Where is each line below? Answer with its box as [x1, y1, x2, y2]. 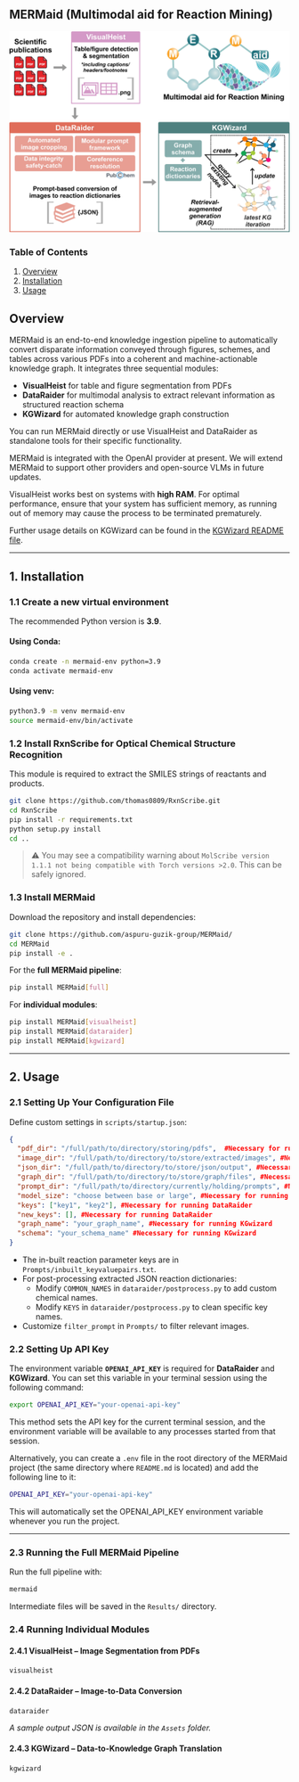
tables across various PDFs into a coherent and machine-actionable [9, 354, 258, 365]
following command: [9, 1382, 85, 1393]
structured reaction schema [21, 399, 125, 410]
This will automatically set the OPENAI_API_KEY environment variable [9, 1507, 264, 1517]
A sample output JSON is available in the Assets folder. [9, 1722, 212, 1733]
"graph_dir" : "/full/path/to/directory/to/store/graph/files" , [17, 1172, 256, 1182]
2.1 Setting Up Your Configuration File [9, 1096, 174, 1109]
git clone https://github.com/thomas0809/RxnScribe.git [9, 797, 221, 806]
